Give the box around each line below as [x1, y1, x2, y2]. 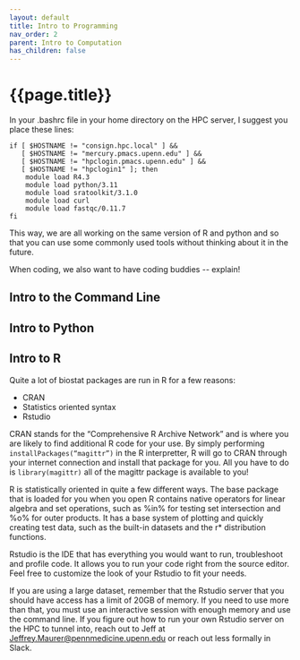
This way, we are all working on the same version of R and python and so [9, 227, 279, 238]
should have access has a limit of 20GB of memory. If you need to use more [9, 595, 289, 605]
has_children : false [9, 47, 87, 56]
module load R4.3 [25, 173, 90, 182]
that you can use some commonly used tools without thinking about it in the [9, 237, 289, 248]
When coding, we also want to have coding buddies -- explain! [9, 264, 241, 275]
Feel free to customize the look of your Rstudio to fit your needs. [9, 568, 247, 579]
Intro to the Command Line [9, 290, 161, 305]
